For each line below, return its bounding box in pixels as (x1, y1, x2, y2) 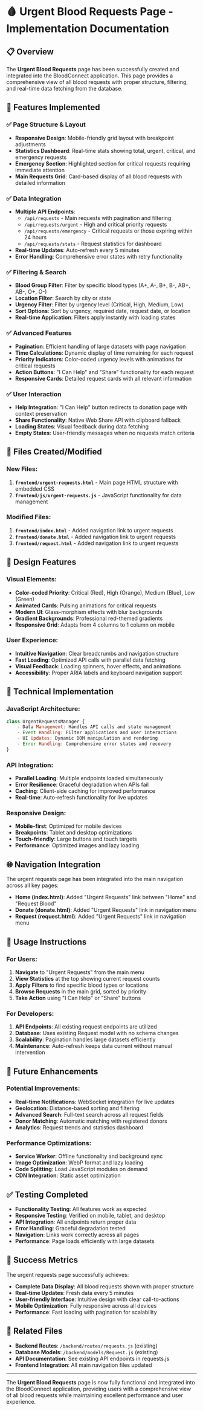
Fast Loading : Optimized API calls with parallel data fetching (14, 656, 166, 664)
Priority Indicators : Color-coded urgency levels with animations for (14, 355, 183, 363)
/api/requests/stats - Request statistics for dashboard (24, 240, 162, 247)
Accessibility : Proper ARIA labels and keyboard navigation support (14, 669, 182, 676)
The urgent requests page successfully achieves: (6, 1271, 129, 1278)
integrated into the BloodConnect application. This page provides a (6, 72, 173, 79)
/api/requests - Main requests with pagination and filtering (24, 214, 172, 221)
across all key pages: (6, 882, 59, 889)
